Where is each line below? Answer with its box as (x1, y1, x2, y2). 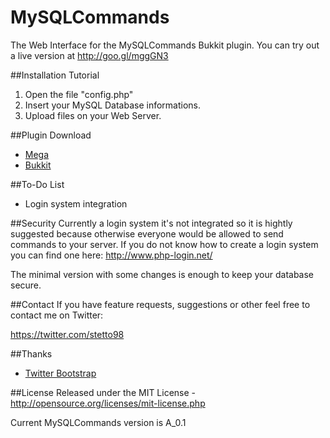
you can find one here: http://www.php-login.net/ (10, 249, 213, 261)
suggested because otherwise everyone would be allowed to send (10, 227, 284, 240)
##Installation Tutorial (10, 69, 100, 81)
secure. (10, 279, 42, 291)
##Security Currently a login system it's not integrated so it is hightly (10, 217, 293, 229)
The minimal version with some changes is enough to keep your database (10, 268, 315, 280)
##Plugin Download (10, 129, 92, 141)
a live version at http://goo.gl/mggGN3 (10, 49, 169, 61)
